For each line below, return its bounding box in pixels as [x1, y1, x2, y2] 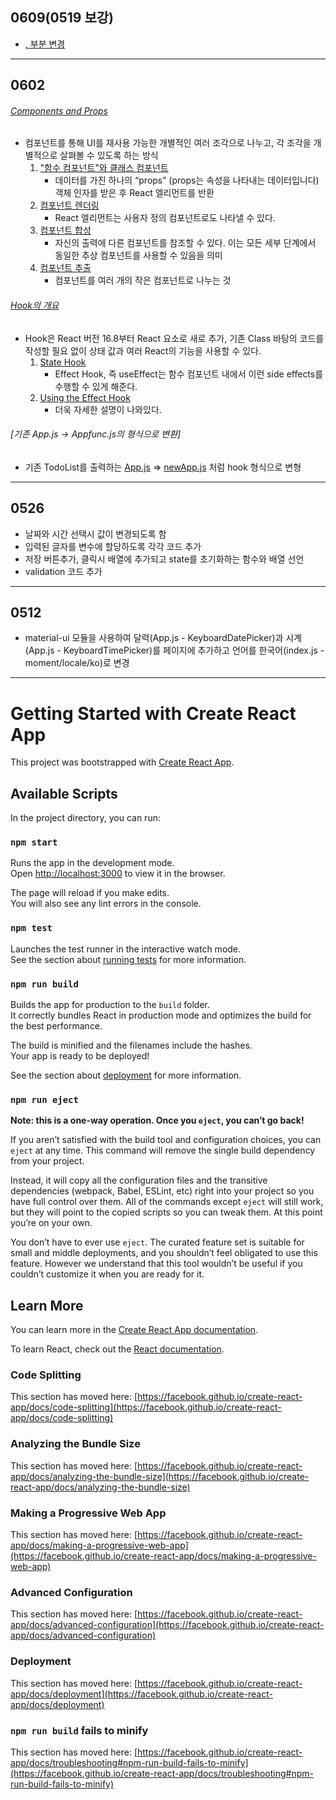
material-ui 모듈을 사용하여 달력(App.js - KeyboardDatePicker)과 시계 [24, 632, 303, 644]
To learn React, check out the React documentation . [10, 1343, 225, 1355]
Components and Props [10, 104, 108, 117]
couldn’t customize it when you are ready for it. [10, 1268, 205, 1280]
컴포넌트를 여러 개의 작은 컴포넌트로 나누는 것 [54, 274, 232, 287]
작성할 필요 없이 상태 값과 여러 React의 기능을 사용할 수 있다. [24, 344, 262, 357]
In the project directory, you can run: [10, 812, 161, 824]
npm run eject [10, 1094, 79, 1105]
